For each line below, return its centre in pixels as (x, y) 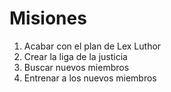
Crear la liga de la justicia (75, 56)
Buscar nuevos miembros (76, 67)
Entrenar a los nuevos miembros (90, 78)
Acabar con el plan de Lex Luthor (92, 46)
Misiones (48, 18)
